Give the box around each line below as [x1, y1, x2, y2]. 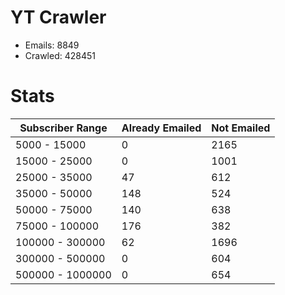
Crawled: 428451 [24, 49, 96, 61]
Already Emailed [121, 121, 202, 135]
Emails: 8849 [24, 39, 80, 51]
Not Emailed [211, 121, 271, 135]
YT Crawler [10, 6, 107, 29]
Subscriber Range [19, 121, 108, 135]
